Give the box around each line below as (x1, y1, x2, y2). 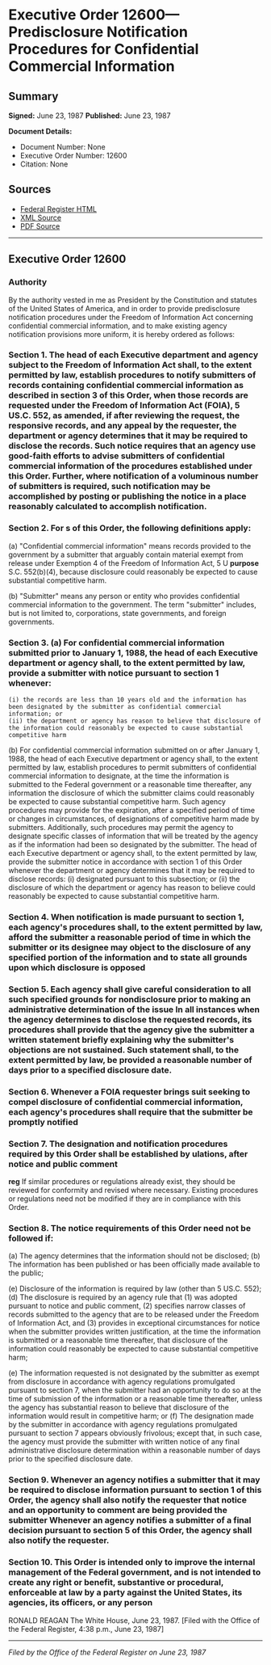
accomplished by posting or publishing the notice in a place (8, 491, 247, 502)
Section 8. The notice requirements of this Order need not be (8, 1223, 252, 1233)
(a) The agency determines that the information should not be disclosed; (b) (8, 1251, 261, 1261)
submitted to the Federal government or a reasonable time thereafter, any (8, 780, 252, 790)
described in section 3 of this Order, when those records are (8, 390, 248, 401)
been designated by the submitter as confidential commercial (8, 703, 222, 711)
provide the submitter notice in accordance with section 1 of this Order (8, 857, 243, 866)
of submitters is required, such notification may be (8, 481, 211, 492)
